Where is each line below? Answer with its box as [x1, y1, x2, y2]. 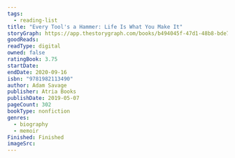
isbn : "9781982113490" [7, 75, 73, 82]
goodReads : [7, 36, 39, 43]
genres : [7, 114, 30, 121]
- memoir [13, 127, 39, 134]
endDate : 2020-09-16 [7, 69, 68, 76]
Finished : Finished [7, 134, 64, 141]
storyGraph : [7, 29, 42, 37]
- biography [13, 120, 49, 128]
